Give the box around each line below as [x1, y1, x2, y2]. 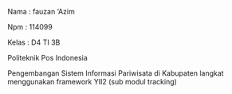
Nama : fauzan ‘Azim [7, 7, 75, 16]
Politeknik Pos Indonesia [7, 53, 88, 62]
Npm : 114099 [7, 22, 53, 31]
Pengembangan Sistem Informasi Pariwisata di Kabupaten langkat [7, 69, 224, 78]
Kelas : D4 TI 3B [7, 37, 61, 47]
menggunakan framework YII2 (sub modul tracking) [7, 77, 177, 86]
